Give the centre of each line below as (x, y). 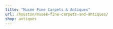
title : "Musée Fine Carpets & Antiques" (48, 10)
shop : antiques (21, 19)
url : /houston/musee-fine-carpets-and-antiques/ (57, 14)
